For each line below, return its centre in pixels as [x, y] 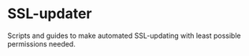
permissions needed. [41, 43]
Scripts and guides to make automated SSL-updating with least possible [124, 35]
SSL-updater [50, 14]
